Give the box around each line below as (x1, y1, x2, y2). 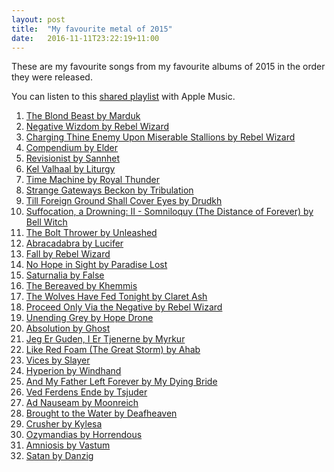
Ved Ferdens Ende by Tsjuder (25, 386, 148, 398)
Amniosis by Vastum (25, 439, 111, 451)
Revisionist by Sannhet (25, 152, 121, 165)
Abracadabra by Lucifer (25, 237, 124, 250)
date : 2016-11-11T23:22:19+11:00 (11, 33, 160, 43)
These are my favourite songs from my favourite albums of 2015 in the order (11, 61, 326, 73)
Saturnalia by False (25, 269, 105, 281)
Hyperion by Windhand (25, 365, 122, 377)
